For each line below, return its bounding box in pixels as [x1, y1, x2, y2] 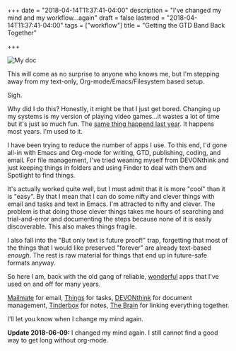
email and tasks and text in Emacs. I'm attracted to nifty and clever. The [7, 200, 216, 208]
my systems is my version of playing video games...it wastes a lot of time [7, 113, 220, 120]
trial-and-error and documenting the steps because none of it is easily [7, 215, 212, 223]
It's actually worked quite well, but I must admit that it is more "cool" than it [7, 185, 225, 193]
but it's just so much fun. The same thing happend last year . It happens [7, 120, 214, 128]
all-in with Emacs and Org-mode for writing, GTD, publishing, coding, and [7, 149, 221, 156]
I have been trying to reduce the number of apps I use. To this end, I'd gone [7, 141, 228, 149]
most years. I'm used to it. [7, 127, 83, 135]
